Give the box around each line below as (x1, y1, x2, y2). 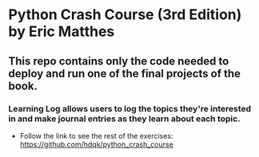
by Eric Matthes (8, 22, 115, 41)
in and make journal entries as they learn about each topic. (8, 113, 241, 124)
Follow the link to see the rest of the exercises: (19, 131, 173, 140)
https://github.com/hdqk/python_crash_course (19, 139, 173, 149)
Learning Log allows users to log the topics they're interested (8, 103, 252, 114)
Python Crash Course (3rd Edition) (8, 6, 242, 24)
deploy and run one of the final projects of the (8, 66, 241, 80)
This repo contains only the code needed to (8, 54, 229, 68)
